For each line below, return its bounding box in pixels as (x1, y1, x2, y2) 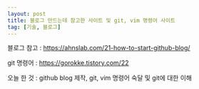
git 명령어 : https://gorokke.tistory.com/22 (7, 59, 129, 67)
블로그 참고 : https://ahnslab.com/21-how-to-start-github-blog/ (7, 44, 190, 52)
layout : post (7, 10, 46, 18)
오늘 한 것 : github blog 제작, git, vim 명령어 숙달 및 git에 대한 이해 (7, 73, 193, 82)
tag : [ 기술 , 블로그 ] (7, 23, 61, 30)
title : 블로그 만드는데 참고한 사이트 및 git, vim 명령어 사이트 (7, 17, 176, 24)
